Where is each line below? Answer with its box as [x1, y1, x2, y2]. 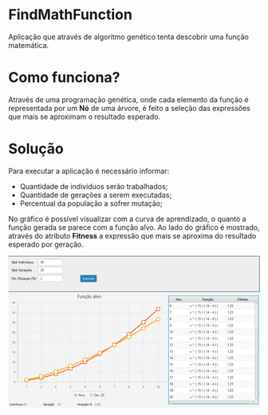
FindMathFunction [8, 6, 133, 24]
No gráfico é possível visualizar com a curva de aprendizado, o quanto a [8, 214, 246, 223]
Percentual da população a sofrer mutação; [19, 198, 163, 208]
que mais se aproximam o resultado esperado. [8, 112, 161, 121]
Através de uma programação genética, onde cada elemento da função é [8, 94, 249, 105]
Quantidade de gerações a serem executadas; [19, 190, 172, 200]
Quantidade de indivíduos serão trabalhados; [19, 181, 168, 191]
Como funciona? [8, 69, 120, 87]
